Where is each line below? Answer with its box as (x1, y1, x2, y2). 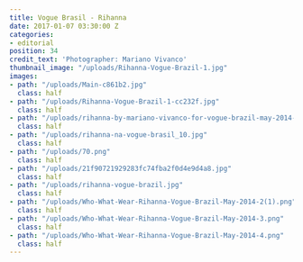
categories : (9, 30, 54, 39)
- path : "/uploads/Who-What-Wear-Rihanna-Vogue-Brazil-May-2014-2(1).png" (9, 197, 297, 207)
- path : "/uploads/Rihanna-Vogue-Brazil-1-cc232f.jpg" (9, 96, 220, 106)
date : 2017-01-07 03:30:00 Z (9, 22, 119, 31)
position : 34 (9, 47, 59, 56)
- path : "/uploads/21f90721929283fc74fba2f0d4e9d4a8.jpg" (9, 164, 232, 173)
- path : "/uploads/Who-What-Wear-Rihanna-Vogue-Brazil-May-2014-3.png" (9, 213, 284, 223)
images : (9, 72, 39, 81)
